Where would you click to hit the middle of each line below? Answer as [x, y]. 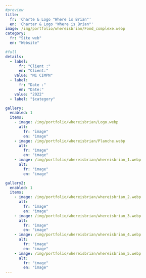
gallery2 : [16, 183]
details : [14, 57]
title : [12, 15]
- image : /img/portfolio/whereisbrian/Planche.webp [70, 141]
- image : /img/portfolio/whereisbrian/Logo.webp [66, 122]
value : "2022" [29, 94]
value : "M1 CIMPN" [34, 76]
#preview [14, 10]
